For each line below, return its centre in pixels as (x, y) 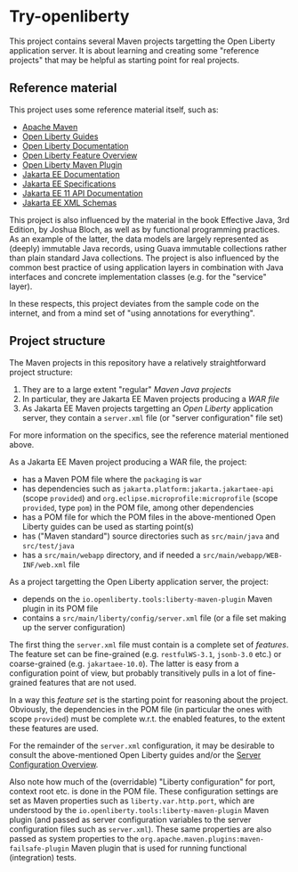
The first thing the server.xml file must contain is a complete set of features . (149, 645)
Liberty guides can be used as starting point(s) (108, 526)
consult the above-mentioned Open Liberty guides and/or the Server (135, 754)
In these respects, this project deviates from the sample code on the (134, 303)
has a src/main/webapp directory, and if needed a (111, 555)
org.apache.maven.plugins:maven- (203, 839)
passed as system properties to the (74, 838)
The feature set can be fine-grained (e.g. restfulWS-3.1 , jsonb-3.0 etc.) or (145, 654)
